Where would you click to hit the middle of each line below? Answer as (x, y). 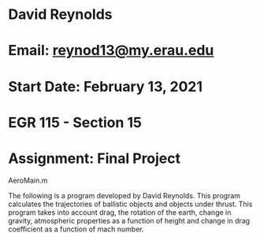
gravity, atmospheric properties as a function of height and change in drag (129, 220)
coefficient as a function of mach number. (76, 229)
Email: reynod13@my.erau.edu (111, 51)
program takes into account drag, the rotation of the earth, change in (120, 212)
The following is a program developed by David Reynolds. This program (124, 195)
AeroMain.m (28, 180)
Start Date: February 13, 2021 (106, 86)
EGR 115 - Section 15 (75, 122)
